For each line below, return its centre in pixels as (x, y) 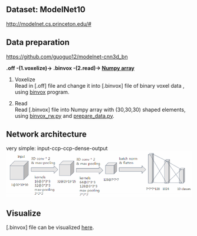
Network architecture (47, 134)
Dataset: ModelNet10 (46, 10)
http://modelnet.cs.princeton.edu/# (49, 24)
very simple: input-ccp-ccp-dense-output (57, 148)
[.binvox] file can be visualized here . (50, 227)
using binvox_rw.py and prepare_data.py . (64, 116)
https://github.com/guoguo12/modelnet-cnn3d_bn (67, 56)
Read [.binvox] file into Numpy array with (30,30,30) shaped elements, (100, 109)
